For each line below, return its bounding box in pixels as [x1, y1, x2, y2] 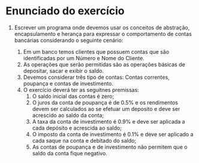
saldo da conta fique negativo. [32, 149, 107, 156]
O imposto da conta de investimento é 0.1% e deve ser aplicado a [32, 130, 194, 138]
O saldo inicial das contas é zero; [32, 93, 114, 100]
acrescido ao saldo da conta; [32, 112, 104, 119]
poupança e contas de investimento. [23, 79, 114, 87]
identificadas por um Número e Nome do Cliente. [23, 54, 144, 61]
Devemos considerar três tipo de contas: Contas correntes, [23, 73, 170, 81]
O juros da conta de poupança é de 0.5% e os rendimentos [32, 99, 178, 106]
